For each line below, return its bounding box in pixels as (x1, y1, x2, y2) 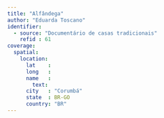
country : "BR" (25, 101, 68, 108)
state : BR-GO (25, 94, 70, 101)
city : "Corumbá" (25, 87, 82, 94)
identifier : (7, 23, 42, 30)
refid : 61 (20, 36, 52, 43)
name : (25, 74, 52, 82)
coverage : (7, 42, 36, 49)
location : (20, 56, 49, 62)
